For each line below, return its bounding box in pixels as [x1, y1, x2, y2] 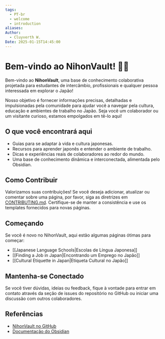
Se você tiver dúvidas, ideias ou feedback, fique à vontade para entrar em [5, 285, 156, 291]
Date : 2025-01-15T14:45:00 [5, 40, 61, 45]
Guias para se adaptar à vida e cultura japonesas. [12, 141, 114, 146]
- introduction [9, 21, 41, 26]
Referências [5, 310, 43, 318]
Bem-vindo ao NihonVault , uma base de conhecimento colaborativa [5, 77, 144, 83]
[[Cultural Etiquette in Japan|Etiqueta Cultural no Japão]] [12, 258, 128, 264]
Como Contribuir [5, 176, 58, 184]
